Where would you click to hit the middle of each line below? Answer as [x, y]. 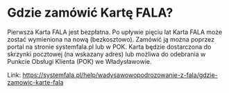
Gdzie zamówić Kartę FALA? [90, 13]
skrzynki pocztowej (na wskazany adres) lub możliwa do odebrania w [107, 54]
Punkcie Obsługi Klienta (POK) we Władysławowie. [79, 61]
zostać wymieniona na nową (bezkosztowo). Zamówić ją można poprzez [111, 39]
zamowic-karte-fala [35, 82]
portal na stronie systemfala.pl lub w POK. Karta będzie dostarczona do [109, 46]
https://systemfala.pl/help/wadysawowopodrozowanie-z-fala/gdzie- [120, 75]
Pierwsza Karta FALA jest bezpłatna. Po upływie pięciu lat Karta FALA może [115, 32]
